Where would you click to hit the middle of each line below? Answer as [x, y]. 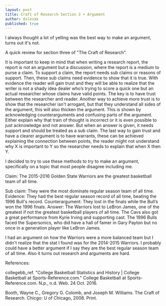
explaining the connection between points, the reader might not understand [82, 141]
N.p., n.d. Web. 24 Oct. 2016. [68, 283]
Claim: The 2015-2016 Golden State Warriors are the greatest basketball [79, 176]
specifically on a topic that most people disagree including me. [69, 167]
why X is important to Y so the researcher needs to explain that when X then [83, 146]
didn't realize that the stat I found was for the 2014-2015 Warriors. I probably [83, 243]
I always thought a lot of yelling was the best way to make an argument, [78, 38]
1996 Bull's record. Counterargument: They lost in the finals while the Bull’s [82, 202]
